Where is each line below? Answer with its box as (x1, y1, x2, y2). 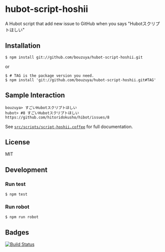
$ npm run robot (5, 215, 39, 220)
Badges (5, 228, 29, 237)
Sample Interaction (5, 91, 65, 100)
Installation (5, 41, 41, 50)
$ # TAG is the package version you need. (5, 73, 94, 78)
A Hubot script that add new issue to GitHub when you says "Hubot (5, 20, 143, 26)
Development (5, 165, 48, 174)
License (5, 138, 30, 146)
